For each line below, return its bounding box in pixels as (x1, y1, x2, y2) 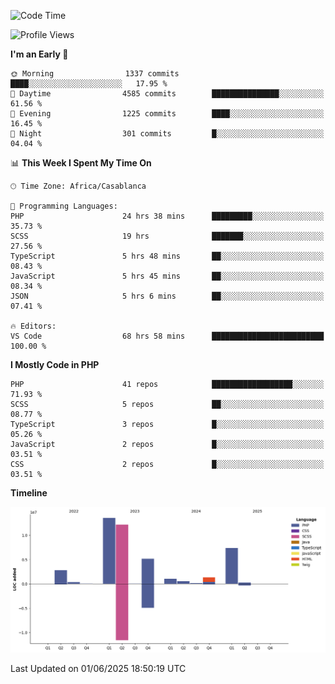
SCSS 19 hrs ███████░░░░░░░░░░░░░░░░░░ (10, 231, 325, 241)
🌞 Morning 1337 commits (10, 69, 180, 79)
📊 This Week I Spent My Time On (10, 157, 152, 169)
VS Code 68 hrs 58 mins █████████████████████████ (10, 331, 325, 341)
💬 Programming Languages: (10, 201, 118, 211)
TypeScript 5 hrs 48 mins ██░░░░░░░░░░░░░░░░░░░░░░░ (10, 251, 325, 261)
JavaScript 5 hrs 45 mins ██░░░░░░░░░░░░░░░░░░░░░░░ (10, 271, 325, 281)
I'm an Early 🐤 (10, 48, 69, 60)
